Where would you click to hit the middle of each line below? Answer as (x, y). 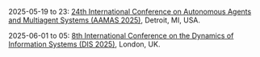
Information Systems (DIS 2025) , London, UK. (84, 44)
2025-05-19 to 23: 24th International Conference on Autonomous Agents (130, 12)
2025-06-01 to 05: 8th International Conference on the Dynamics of (121, 36)
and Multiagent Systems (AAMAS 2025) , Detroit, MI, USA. (104, 20)
